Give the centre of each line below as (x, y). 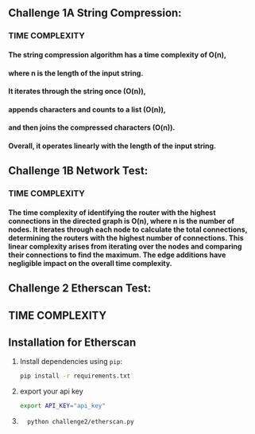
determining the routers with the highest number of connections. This (126, 237)
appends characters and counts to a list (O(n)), (87, 109)
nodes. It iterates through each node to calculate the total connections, (128, 229)
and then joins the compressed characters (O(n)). (92, 127)
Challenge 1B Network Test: (78, 171)
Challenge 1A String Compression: (95, 13)
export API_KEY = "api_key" (62, 406)
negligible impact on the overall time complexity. (90, 263)
